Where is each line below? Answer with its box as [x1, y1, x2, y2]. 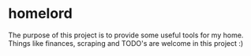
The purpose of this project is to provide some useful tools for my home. [8, 30, 244, 40]
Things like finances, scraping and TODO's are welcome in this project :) [8, 38, 244, 47]
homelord [8, 5, 73, 23]
